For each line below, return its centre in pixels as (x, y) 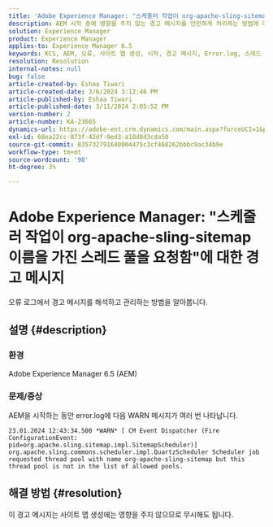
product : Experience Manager (58, 39)
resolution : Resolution (49, 62)
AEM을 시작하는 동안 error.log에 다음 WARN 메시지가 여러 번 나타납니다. (123, 416)
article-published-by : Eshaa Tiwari (70, 99)
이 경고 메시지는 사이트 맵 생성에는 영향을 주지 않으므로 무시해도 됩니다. (121, 514)
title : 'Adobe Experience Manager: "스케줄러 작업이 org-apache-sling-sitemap (139, 16)
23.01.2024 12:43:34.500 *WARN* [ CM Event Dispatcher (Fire (114, 431)
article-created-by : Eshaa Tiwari (67, 84)
